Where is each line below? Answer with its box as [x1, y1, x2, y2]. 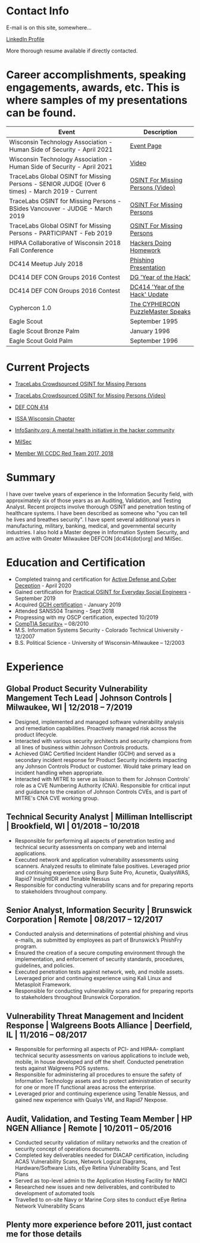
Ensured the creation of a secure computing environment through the [14, 949, 185, 957]
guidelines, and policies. [14, 962, 74, 969]
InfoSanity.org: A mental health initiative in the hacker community [14, 426, 175, 434]
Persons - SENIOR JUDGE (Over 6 [9, 179, 106, 188]
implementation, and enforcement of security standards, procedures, [14, 956, 185, 963]
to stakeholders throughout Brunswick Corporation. [14, 994, 141, 1001]
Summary [6, 471, 55, 484]
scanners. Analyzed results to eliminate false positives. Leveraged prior [14, 862, 190, 870]
